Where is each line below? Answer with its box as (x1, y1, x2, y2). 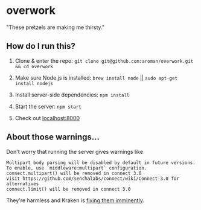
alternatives (6, 180, 39, 187)
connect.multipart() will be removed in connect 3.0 (6, 170, 142, 176)
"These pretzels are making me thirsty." (6, 24, 105, 31)
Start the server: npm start (14, 103, 81, 110)
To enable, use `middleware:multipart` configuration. (6, 165, 147, 171)
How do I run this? (6, 41, 75, 51)
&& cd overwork (14, 63, 54, 69)
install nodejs (14, 80, 54, 86)
